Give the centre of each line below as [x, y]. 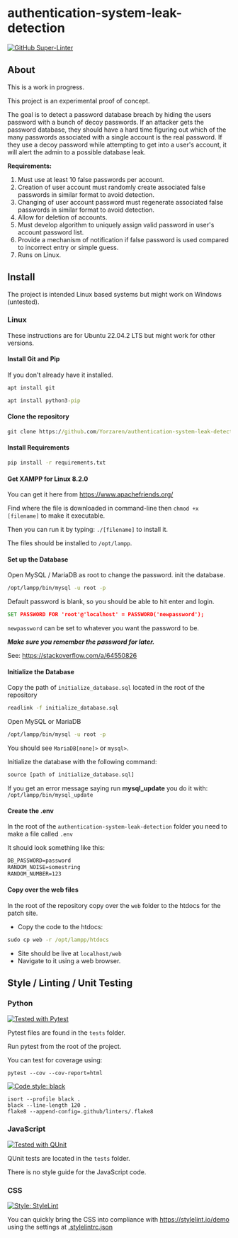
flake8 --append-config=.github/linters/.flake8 [80, 1111]
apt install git [31, 388]
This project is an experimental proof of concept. [79, 101]
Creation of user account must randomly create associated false [111, 187]
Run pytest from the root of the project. [64, 1046]
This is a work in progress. [46, 87]
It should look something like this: [56, 848]
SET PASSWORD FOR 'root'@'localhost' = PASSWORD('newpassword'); [106, 615]
